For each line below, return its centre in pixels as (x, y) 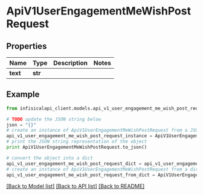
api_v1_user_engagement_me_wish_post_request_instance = (79, 136)
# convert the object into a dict (50, 158)
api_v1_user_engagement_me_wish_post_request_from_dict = (81, 175)
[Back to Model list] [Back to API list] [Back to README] (76, 186)
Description (70, 63)
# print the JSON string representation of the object (77, 142)
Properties (27, 46)
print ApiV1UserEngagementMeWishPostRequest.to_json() (77, 147)
